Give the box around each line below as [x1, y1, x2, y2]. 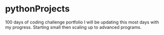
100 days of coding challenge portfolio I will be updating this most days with [5, 19, 159, 25]
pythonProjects [5, 3, 70, 14]
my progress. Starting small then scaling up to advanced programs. [5, 24, 142, 30]
